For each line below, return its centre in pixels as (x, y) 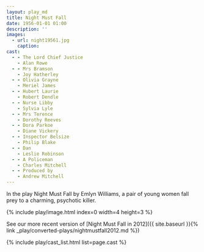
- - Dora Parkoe (32, 126)
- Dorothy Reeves (39, 120)
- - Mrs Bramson (32, 69)
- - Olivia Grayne (35, 80)
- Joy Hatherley (38, 74)
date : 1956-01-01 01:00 (37, 23)
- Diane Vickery (38, 131)
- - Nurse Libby (32, 103)
